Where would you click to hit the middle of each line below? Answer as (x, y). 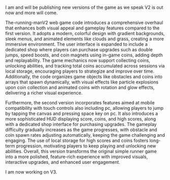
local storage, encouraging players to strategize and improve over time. (80, 71)
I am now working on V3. (31, 172)
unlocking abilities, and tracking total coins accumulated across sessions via (85, 66)
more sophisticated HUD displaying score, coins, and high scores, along (81, 119)
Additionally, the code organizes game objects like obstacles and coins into (84, 77)
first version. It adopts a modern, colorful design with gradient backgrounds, (85, 33)
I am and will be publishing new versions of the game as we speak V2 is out (84, 7)
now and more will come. (31, 13)
